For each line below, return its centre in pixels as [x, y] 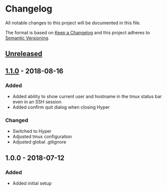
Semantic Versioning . [27, 38]
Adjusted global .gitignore [39, 142]
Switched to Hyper [32, 131]
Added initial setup [32, 183]
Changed [17, 120]
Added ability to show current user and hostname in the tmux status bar [87, 97]
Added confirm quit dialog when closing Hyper [61, 107]
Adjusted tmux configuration [42, 136]
